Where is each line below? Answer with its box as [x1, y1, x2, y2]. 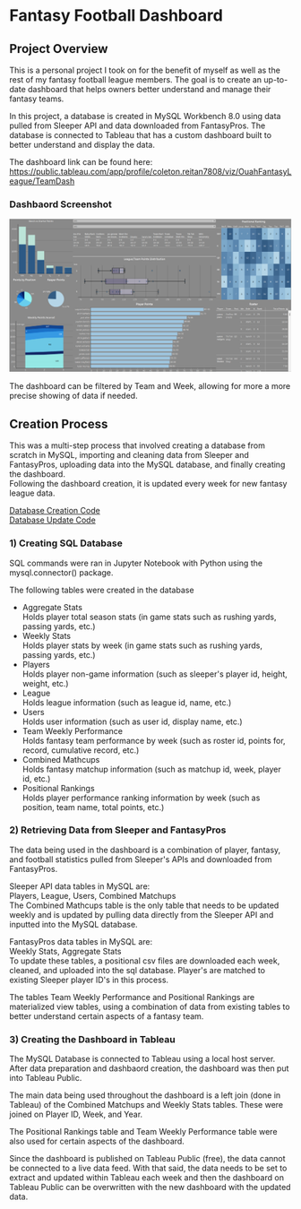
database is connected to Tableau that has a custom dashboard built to [9, 130, 271, 140]
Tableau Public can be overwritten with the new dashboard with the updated [9, 1182, 291, 1193]
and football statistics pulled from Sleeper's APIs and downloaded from [9, 853, 272, 865]
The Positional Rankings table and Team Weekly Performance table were [9, 1127, 278, 1137]
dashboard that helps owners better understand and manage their [27, 84, 271, 94]
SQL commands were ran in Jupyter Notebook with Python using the [9, 557, 262, 568]
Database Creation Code [9, 505, 100, 516]
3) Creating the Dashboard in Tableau [9, 1032, 176, 1045]
